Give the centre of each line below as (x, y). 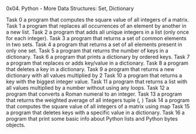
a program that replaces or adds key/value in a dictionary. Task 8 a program (97, 63)
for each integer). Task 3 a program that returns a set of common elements (96, 38)
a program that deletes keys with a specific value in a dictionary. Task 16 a (96, 112)
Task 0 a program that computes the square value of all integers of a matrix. (97, 20)
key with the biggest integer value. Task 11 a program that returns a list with (97, 82)
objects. (16, 125)
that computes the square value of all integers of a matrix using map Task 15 (98, 106)
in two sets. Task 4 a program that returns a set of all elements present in (94, 44)
